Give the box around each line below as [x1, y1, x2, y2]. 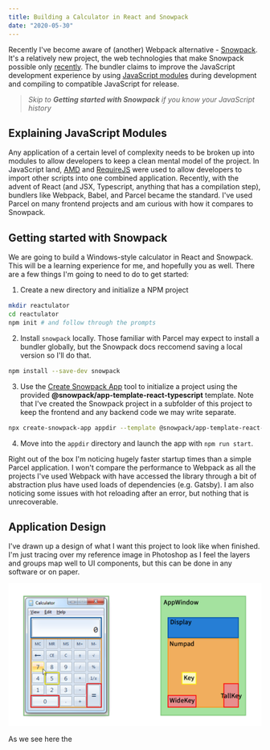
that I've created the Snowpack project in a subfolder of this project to [19, 399, 253, 408]
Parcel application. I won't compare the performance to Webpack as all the [8, 462, 256, 472]
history [27, 103, 52, 113]
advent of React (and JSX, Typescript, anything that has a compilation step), [8, 182, 261, 192]
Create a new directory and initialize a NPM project [19, 285, 189, 295]
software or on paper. [8, 567, 80, 577]
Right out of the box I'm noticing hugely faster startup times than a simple [8, 454, 252, 463]
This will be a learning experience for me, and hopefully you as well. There [8, 261, 256, 271]
